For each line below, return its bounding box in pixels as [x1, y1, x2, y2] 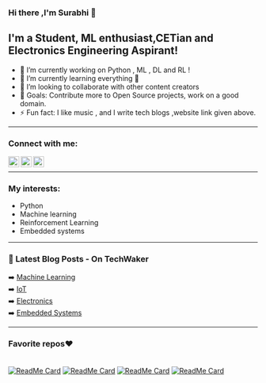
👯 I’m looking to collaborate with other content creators [19, 82, 199, 91]
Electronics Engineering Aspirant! [8, 44, 178, 58]
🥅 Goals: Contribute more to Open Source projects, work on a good [19, 90, 239, 100]
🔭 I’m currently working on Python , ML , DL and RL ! [19, 65, 191, 75]
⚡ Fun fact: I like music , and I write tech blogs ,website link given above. [19, 107, 256, 117]
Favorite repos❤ [8, 338, 74, 349]
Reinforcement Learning [19, 218, 99, 228]
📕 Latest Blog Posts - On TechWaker [8, 254, 149, 265]
